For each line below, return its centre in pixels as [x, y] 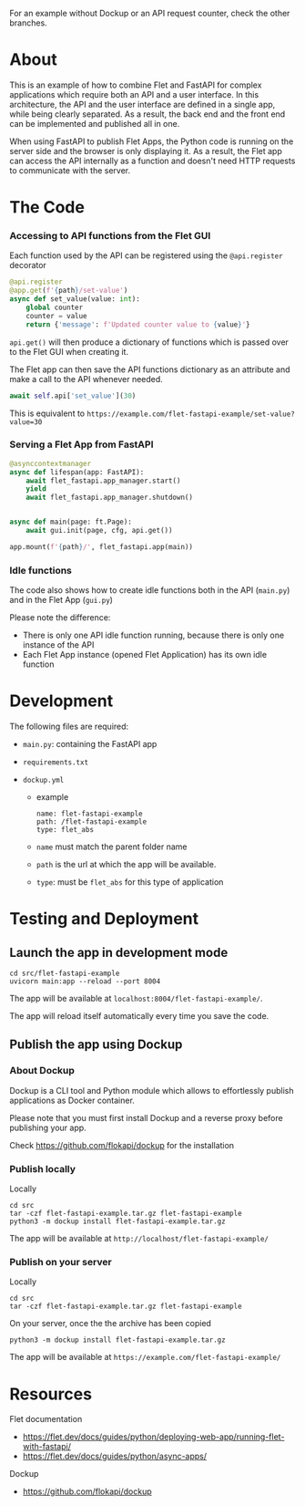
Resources [51, 1394]
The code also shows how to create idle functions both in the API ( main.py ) [150, 590]
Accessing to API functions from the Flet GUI [110, 236]
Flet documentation [46, 1419]
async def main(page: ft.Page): [71, 522]
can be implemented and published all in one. [95, 123]
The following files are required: [69, 727]
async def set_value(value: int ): [75, 299]
